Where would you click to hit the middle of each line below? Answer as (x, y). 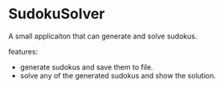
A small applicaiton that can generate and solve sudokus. (103, 36)
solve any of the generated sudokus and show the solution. (118, 75)
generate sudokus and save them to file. (87, 67)
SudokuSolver (57, 14)
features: (23, 51)
